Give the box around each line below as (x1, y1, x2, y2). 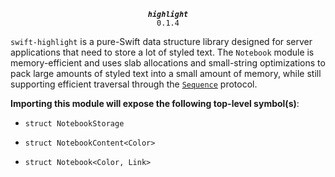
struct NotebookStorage (24, 119, 125, 129)
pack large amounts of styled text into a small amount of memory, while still (10, 68, 322, 79)
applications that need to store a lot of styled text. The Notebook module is (10, 46, 315, 58)
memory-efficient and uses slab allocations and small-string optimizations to (10, 57, 326, 69)
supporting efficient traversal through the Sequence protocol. (10, 78, 258, 90)
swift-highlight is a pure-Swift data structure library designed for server (10, 36, 313, 47)
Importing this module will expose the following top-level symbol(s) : (10, 98, 300, 109)
